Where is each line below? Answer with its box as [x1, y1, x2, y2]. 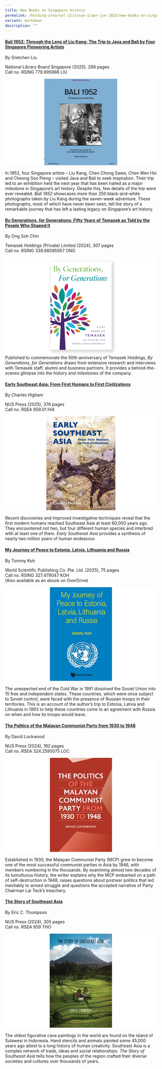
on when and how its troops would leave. [5, 712, 87, 717]
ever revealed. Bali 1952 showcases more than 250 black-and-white [5, 191, 140, 196]
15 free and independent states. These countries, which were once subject [5, 691, 153, 697]
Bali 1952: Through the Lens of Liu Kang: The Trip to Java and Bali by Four [5, 39, 156, 45]
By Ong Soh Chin [5, 233, 40, 239]
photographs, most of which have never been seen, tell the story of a [5, 201, 142, 207]
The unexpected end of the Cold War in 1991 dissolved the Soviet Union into [5, 686, 156, 692]
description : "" [5, 23, 38, 28]
